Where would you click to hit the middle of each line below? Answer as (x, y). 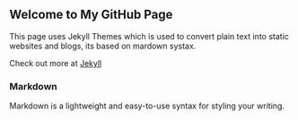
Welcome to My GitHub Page (91, 15)
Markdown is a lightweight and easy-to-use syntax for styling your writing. (147, 106)
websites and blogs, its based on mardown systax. (103, 46)
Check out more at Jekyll (56, 63)
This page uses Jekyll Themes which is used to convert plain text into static (149, 36)
